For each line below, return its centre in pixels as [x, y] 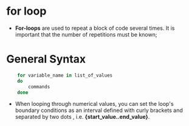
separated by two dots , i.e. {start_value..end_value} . [82, 117]
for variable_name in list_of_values [65, 75]
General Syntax [46, 59]
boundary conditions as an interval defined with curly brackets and [99, 110]
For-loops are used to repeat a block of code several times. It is [95, 28]
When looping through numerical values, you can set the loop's [94, 104]
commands [39, 86]
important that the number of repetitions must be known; [86, 34]
